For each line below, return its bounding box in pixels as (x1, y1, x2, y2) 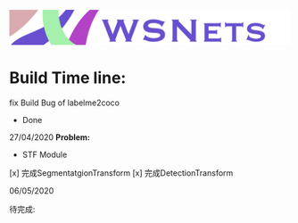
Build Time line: (9, 68, 127, 88)
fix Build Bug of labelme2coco (9, 97, 120, 108)
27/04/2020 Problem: (9, 131, 91, 143)
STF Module (21, 149, 68, 160)
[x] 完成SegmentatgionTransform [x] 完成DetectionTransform (9, 167, 234, 178)
